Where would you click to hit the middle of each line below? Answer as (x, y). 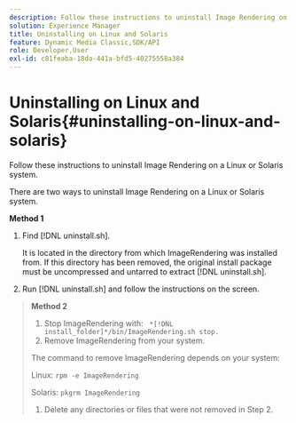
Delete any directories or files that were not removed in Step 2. (159, 409)
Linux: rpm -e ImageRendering (85, 375)
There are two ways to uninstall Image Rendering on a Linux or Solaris (137, 191)
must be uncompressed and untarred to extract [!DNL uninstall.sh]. (144, 271)
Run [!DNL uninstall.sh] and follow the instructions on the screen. (140, 289)
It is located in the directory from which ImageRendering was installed (149, 252)
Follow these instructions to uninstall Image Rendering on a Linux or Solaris (146, 164)
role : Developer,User (49, 51)
